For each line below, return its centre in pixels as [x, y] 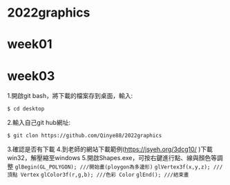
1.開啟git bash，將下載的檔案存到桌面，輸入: [70, 96]
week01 [30, 45]
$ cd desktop [26, 109]
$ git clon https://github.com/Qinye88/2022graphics [85, 136]
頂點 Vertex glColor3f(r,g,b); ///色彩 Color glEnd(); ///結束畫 [98, 175]
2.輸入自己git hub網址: [39, 123]
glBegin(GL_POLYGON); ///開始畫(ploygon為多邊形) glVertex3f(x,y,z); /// [119, 167]
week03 [31, 76]
